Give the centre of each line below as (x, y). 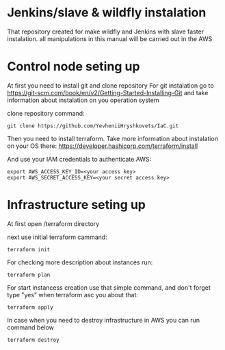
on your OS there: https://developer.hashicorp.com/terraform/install (103, 146)
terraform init (29, 249)
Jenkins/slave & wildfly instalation (107, 13)
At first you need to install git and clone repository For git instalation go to (110, 85)
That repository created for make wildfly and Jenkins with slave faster (105, 32)
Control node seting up (74, 67)
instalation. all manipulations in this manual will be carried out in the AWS (110, 38)
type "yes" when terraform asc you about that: (73, 295)
